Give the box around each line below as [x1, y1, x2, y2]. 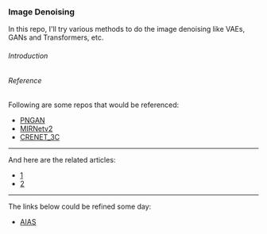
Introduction [8, 51, 48, 60]
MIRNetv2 [19, 124, 53, 133]
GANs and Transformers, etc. [8, 33, 104, 42]
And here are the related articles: [8, 155, 116, 165]
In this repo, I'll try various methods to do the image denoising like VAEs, [8, 25, 245, 34]
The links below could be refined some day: [8, 201, 152, 212]
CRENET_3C [19, 132, 60, 142]
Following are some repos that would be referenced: [8, 100, 180, 109]
